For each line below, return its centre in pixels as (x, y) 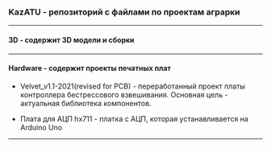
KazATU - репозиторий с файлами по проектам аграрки (124, 12)
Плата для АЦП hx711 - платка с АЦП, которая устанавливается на (134, 118)
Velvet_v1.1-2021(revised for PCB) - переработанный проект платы (133, 86)
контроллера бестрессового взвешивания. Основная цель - (124, 94)
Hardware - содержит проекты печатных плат (90, 68)
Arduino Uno (41, 127)
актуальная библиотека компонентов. (85, 103)
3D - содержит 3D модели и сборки (71, 39)
